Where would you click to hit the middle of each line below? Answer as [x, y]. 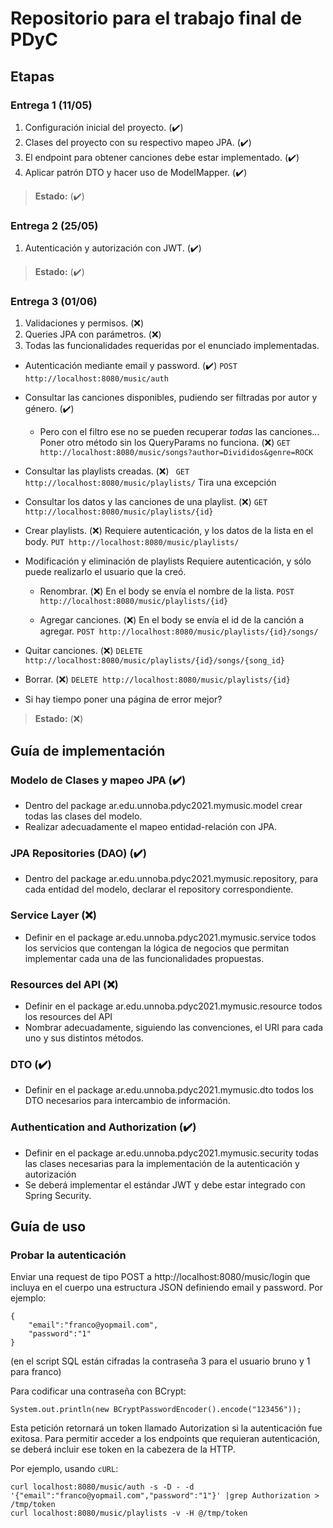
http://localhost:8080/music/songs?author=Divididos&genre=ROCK [176, 453]
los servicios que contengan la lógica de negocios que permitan [157, 948]
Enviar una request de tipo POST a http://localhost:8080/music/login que [160, 1277]
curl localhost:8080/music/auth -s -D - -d [102, 1487]
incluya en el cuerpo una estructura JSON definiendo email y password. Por [166, 1288]
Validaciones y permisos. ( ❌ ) [84, 323]
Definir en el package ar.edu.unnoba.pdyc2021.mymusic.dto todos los [169, 1090]
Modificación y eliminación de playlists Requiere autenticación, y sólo [168, 561]
